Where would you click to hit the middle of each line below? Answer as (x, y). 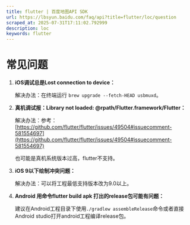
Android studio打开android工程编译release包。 (72, 216)
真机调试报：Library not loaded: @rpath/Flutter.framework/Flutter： (100, 108)
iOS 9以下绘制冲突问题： (45, 171)
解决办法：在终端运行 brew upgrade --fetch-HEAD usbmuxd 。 (88, 95)
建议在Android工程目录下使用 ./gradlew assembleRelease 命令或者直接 (99, 209)
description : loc (28, 28)
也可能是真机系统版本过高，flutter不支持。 (66, 159)
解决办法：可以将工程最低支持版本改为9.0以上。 (73, 183)
